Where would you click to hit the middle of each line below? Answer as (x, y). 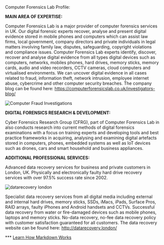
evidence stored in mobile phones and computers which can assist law (77, 37)
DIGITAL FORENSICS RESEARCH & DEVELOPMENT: (58, 113)
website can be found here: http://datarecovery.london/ (61, 228)
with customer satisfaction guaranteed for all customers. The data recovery (81, 223)
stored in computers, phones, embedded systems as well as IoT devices (78, 143)
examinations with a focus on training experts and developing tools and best (82, 133)
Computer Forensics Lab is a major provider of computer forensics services (81, 26)
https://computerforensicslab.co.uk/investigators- (105, 88)
